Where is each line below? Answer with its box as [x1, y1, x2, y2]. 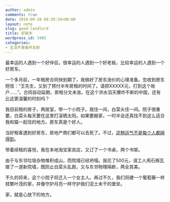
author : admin [5, 7, 35, 13]
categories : [5, 40, 30, 45]
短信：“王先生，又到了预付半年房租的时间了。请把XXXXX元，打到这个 [5, 83, 151, 89]
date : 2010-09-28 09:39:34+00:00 [5, 17, 76, 22]
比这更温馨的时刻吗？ [5, 95, 50, 102]
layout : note [5, 21, 33, 27]
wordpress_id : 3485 [5, 36, 47, 41]
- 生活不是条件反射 [5, 45, 40, 50]
